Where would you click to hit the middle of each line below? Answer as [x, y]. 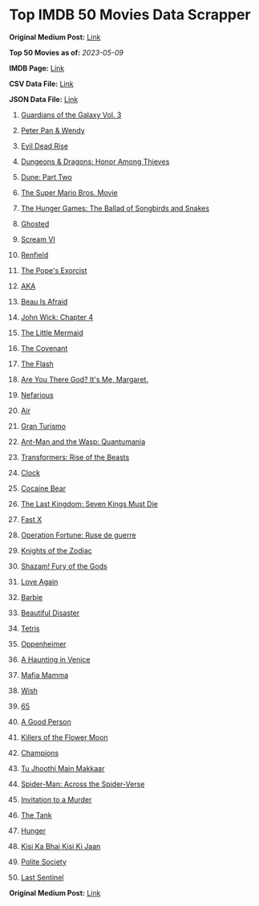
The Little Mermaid [52, 333]
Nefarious [37, 394]
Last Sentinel [42, 877]
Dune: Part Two [47, 177]
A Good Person [46, 721]
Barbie [32, 597]
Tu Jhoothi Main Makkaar [63, 768]
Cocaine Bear [43, 488]
